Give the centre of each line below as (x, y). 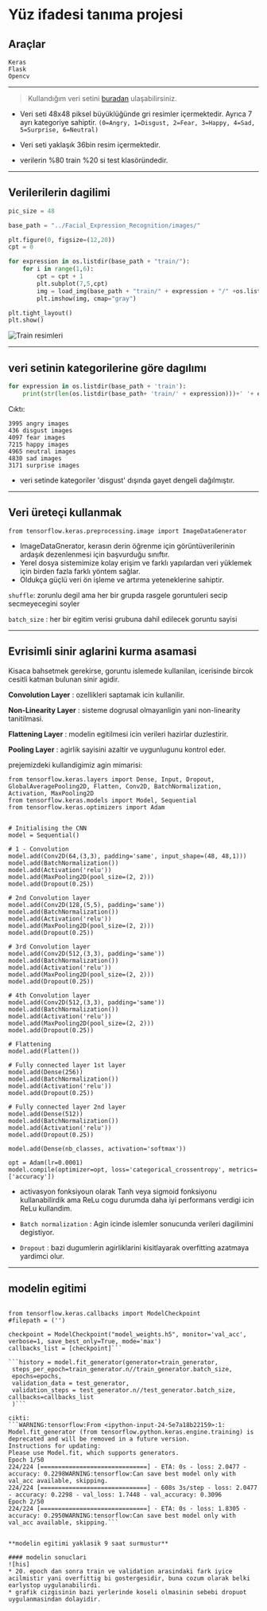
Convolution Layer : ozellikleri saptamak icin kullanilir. (97, 694)
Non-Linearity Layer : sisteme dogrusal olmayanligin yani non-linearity (124, 710)
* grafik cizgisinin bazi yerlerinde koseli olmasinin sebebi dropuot (128, 1593)
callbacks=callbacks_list (51, 1398)
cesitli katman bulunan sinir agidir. (64, 679)
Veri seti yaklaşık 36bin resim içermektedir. (90, 145)
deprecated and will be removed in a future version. (99, 1439)
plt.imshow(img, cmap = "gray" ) (87, 299)
